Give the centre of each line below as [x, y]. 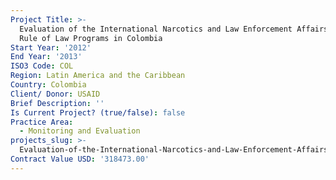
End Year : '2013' [46, 57]
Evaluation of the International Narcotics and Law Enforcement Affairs [174, 29]
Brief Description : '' [57, 103]
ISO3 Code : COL [42, 66]
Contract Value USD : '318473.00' [80, 159]
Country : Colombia [48, 85]
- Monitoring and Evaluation [80, 131]
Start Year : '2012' [51, 47]
